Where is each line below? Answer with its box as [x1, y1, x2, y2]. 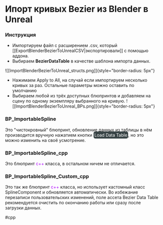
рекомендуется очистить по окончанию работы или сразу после [5, 200, 141, 206]
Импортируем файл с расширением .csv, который [12, 43, 117, 49]
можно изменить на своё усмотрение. [5, 137, 86, 143]
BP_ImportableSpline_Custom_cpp [5, 173, 89, 180]
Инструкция [5, 31, 36, 38]
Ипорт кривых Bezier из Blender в [5, 3, 148, 15]
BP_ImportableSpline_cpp [5, 149, 68, 156]
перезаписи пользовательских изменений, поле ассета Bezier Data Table [5, 195, 159, 200]
